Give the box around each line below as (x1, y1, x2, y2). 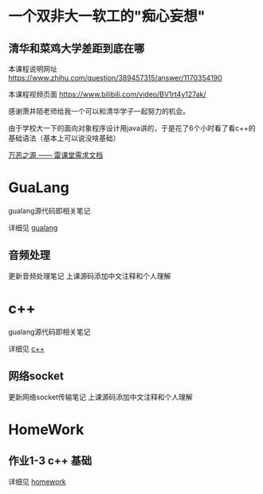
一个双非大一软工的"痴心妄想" (8, 7, 206, 25)
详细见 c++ (8, 343, 45, 353)
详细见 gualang (8, 222, 58, 232)
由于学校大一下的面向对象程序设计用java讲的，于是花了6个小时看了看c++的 (8, 123, 256, 132)
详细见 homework (8, 476, 66, 486)
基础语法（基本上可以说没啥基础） (8, 133, 120, 143)
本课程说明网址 (8, 65, 57, 73)
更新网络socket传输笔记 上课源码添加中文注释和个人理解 (8, 392, 193, 402)
